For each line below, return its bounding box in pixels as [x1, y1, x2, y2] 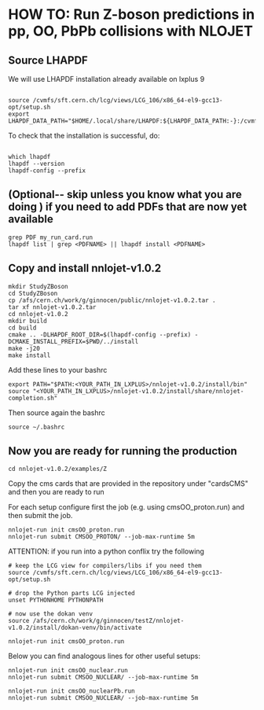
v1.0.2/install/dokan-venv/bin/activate [8, 624, 143, 632]
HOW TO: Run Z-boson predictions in [8, 6, 255, 24]
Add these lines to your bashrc [8, 365, 108, 374]
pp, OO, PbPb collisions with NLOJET [8, 22, 254, 40]
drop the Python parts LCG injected [15, 590, 135, 598]
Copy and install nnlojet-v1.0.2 [8, 262, 162, 275]
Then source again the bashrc [8, 407, 106, 418]
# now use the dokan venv [8, 610, 93, 618]
